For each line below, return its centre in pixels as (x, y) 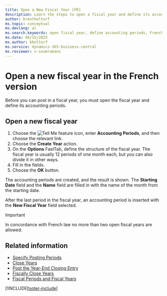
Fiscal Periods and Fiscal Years (44, 279)
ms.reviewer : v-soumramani (33, 51)
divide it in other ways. (36, 160)
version (21, 86)
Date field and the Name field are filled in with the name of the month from (82, 185)
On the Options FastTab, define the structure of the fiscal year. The (81, 149)
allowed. (14, 230)
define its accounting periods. (36, 105)
